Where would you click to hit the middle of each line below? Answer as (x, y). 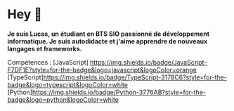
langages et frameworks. (45, 48)
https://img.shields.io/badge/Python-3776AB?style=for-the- (119, 92)
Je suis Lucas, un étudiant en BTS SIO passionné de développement (108, 34)
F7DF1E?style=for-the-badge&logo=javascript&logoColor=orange (102, 70)
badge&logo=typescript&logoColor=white (68, 84)
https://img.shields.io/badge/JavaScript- (149, 62)
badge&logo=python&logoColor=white (63, 99)
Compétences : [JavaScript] (48, 62)
